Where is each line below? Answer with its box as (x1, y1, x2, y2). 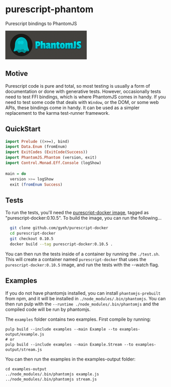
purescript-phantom (5, 4, 93, 15)
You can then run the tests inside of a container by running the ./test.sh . (5, 251, 160, 257)
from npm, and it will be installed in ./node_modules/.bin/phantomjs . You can (5, 295, 166, 301)
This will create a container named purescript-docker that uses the (5, 256, 146, 262)
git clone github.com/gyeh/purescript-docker (10, 225, 109, 230)
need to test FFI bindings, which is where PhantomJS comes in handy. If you (5, 93, 166, 100)
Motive (5, 69, 28, 78)
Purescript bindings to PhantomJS (5, 20, 78, 27)
